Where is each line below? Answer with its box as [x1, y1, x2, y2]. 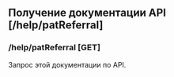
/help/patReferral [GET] [8, 42, 101, 53]
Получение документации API [8, 6, 166, 20]
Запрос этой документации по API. [8, 60, 127, 69]
